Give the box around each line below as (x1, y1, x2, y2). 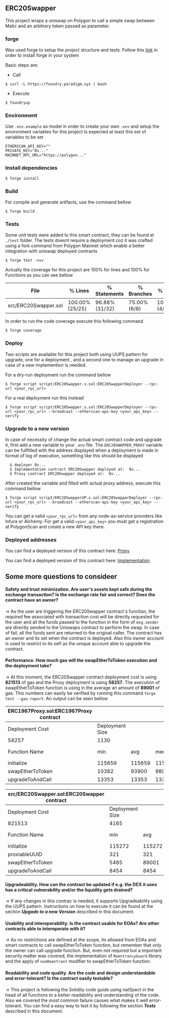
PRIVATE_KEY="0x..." (5, 149, 49, 154)
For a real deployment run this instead (5, 395, 84, 401)
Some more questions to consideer (5, 572, 117, 580)
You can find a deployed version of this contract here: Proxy (5, 548, 130, 554)
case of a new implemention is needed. (5, 362, 87, 368)
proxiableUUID (8, 851, 43, 858)
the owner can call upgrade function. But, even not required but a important (5, 947, 162, 954)
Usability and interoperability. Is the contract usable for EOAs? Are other (5, 920, 159, 926)
